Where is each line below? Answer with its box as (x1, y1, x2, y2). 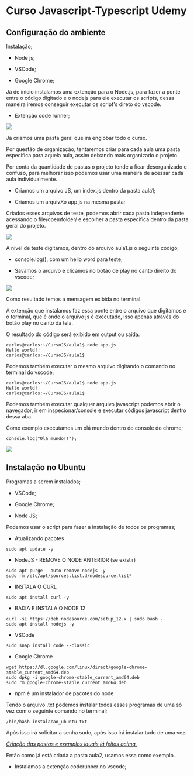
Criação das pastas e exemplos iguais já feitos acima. (6, 740, 137, 747)
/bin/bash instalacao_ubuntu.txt (6, 719, 88, 725)
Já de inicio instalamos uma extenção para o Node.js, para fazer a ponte (6, 88, 181, 95)
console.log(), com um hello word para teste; (14, 256, 123, 263)
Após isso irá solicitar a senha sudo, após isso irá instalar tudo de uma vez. (6, 729, 187, 736)
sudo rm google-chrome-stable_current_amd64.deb (6, 679, 127, 685)
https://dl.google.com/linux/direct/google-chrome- (19, 664, 148, 670)
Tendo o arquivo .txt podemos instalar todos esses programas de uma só (6, 701, 182, 708)
